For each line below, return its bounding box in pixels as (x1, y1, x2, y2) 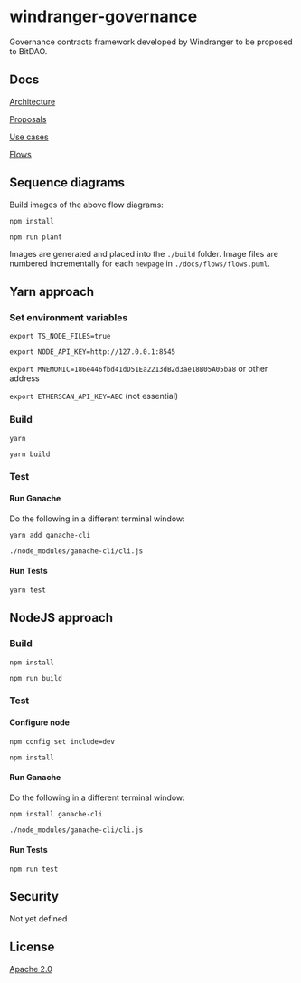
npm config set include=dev (9, 737, 116, 746)
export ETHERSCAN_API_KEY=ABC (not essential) (9, 391, 179, 402)
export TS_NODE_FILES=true (9, 332, 111, 341)
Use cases (9, 131, 49, 142)
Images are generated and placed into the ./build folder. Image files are (9, 248, 278, 259)
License (9, 940, 55, 955)
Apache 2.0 (9, 963, 52, 974)
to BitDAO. (9, 45, 48, 56)
